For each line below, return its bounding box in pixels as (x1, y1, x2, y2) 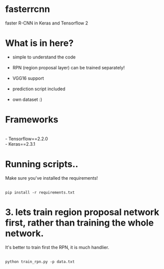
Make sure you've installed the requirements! (5, 175, 98, 181)
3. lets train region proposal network (5, 206, 159, 218)
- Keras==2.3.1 (5, 141, 35, 147)
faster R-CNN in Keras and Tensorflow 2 (5, 20, 88, 26)
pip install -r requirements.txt (5, 190, 75, 195)
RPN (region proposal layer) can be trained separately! (12, 64, 125, 70)
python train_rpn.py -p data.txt (5, 259, 75, 264)
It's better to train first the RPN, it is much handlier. (5, 244, 109, 250)
